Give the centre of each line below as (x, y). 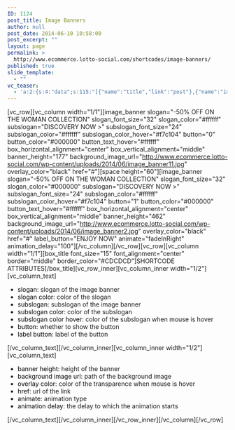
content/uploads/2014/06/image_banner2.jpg (73, 231)
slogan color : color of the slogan (64, 297)
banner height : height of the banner (69, 369)
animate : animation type (52, 399)
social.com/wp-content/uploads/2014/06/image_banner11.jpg (96, 164)
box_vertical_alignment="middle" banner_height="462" (87, 216)
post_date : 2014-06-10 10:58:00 (54, 33)
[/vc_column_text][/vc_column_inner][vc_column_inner (86, 348)
